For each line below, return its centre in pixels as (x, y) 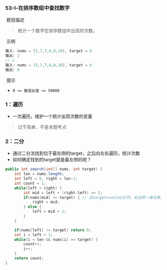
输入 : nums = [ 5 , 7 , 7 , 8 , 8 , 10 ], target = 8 (49, 51)
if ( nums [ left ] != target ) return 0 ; (53, 230)
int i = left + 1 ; (34, 235)
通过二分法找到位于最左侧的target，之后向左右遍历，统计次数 (76, 153)
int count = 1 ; (30, 183)
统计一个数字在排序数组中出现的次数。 (57, 31)
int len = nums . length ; (39, 174)
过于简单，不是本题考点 (42, 127)
